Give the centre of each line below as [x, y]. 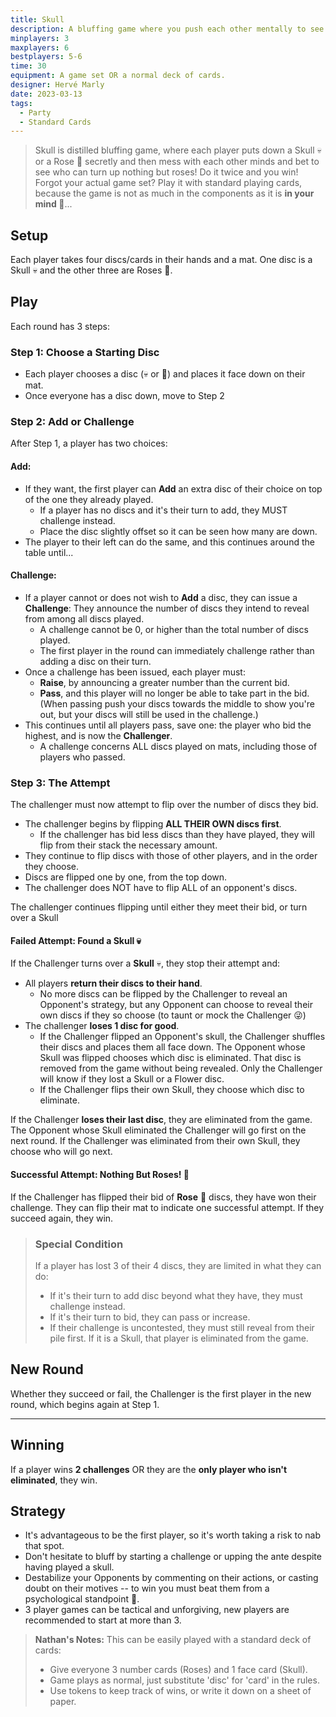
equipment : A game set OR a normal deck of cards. [118, 76]
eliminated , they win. [54, 1480]
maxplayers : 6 [40, 47]
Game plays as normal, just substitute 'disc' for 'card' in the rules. [184, 1680]
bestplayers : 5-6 [46, 57]
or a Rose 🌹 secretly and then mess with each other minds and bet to [177, 162]
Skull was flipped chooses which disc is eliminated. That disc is [170, 1058]
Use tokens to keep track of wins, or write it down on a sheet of [180, 1691]
